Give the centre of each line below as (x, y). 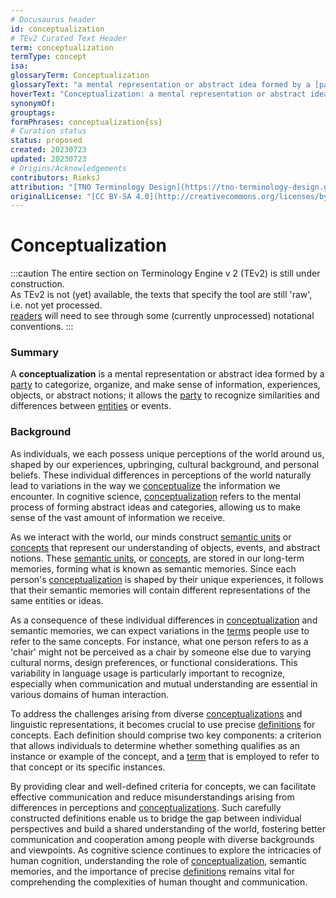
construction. (37, 284)
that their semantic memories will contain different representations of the (160, 590)
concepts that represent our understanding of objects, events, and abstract (165, 547)
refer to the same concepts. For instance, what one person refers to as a (159, 641)
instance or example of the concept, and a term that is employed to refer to (165, 756)
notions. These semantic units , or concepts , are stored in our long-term (157, 558)
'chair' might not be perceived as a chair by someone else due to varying (161, 652)
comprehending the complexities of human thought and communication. (159, 882)
